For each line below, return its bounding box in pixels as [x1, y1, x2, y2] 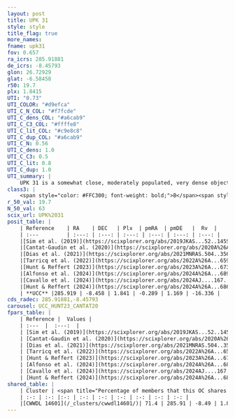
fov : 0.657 [7, 50, 39, 57]
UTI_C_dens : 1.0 [7, 147, 55, 154]
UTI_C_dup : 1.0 [7, 166, 52, 173]
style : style [7, 23, 45, 30]
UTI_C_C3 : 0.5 [7, 153, 49, 161]
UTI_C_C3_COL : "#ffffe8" [7, 120, 80, 128]
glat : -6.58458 [7, 75, 52, 82]
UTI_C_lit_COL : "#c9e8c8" [7, 127, 83, 134]
